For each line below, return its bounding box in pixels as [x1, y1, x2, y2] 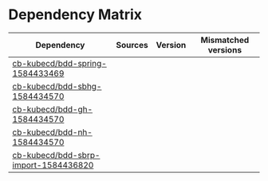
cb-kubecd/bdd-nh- [12, 126, 93, 137]
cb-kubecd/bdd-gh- [12, 104, 93, 115]
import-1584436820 [12, 159, 94, 171]
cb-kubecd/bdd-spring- [12, 57, 108, 69]
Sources [115, 39, 149, 50]
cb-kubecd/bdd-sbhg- [12, 81, 102, 92]
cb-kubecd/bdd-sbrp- [12, 149, 100, 160]
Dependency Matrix [8, 6, 142, 24]
